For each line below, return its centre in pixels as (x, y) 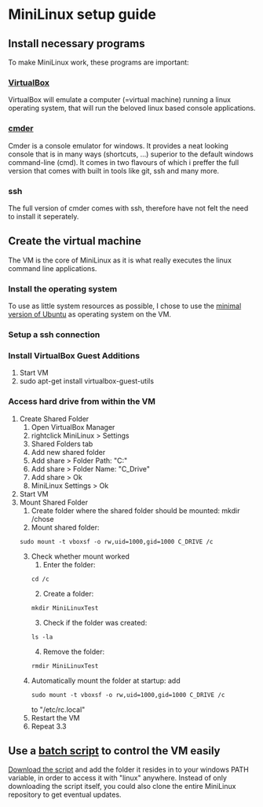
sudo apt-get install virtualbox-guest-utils (87, 381)
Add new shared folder (68, 452)
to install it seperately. (44, 216)
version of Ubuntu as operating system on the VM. (89, 314)
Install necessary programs (77, 44)
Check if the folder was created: (95, 622)
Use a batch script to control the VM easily (115, 751)
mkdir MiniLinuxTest (65, 608)
